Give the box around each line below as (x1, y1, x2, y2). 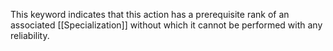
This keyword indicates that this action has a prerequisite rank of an (10, 9, 290, 20)
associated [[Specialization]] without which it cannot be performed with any (10, 19, 323, 31)
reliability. (10, 30, 50, 41)
